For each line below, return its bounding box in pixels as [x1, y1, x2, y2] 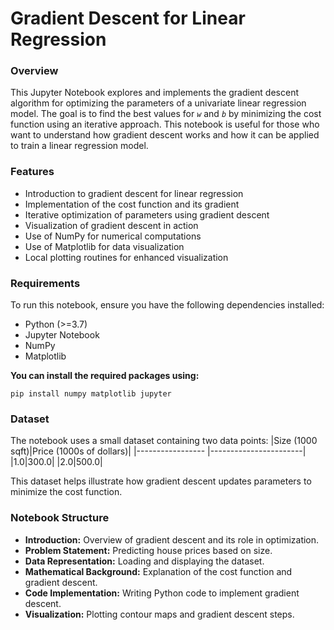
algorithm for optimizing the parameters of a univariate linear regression [10, 97, 307, 109]
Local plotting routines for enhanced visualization [24, 251, 229, 263]
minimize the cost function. [10, 486, 123, 498]
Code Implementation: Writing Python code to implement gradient [24, 587, 300, 599]
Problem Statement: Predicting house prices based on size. [24, 544, 273, 556]
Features [10, 165, 55, 179]
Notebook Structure [10, 511, 110, 525]
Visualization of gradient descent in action [24, 219, 199, 231]
